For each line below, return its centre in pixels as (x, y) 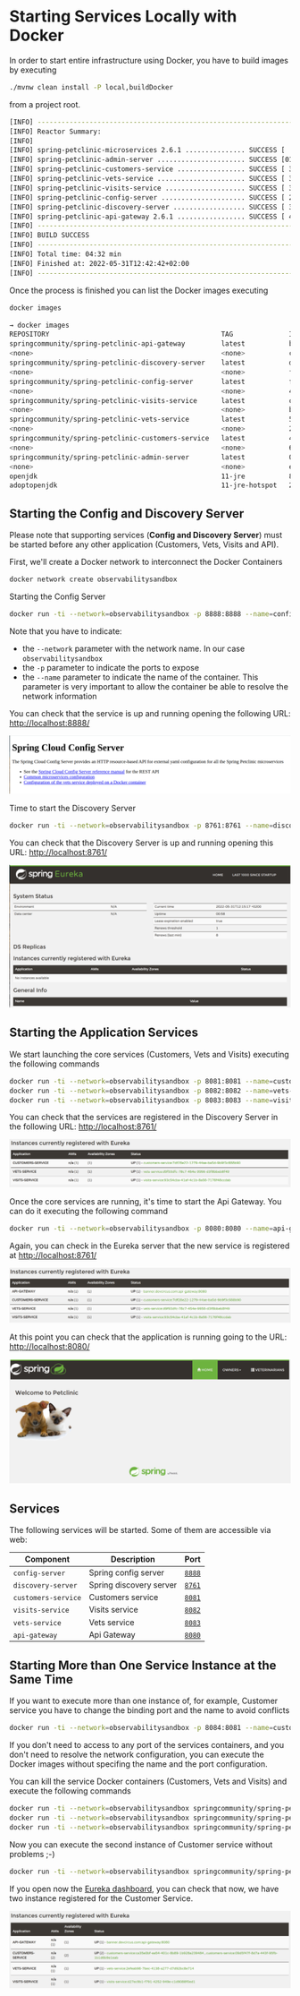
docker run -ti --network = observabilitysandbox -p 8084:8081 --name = (142, 1728)
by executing (33, 70)
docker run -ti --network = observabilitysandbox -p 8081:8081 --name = (142, 1081)
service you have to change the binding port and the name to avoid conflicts (150, 1710)
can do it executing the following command (88, 1211)
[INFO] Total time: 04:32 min (66, 254)
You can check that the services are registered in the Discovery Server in (144, 1118)
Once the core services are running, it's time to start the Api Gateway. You (146, 1201)
